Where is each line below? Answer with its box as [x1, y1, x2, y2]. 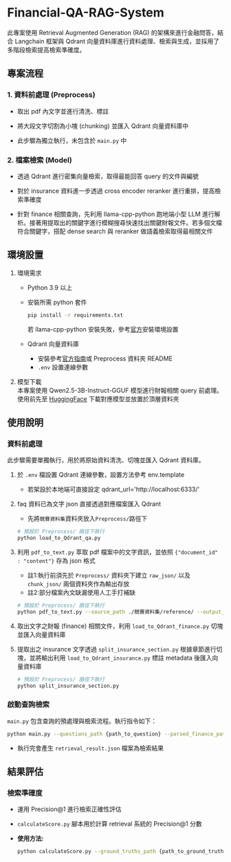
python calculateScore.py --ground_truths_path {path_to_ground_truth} [16, 848, 227, 855]
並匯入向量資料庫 [16, 630, 66, 638]
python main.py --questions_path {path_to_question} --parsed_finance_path [7, 731, 229, 737]
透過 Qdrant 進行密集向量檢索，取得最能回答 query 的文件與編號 [16, 172, 199, 180]
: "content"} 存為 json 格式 [16, 557, 96, 565]
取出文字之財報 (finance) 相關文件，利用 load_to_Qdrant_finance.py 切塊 [16, 621, 223, 630]
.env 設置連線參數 [37, 363, 88, 371]
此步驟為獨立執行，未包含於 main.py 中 [16, 136, 127, 144]
